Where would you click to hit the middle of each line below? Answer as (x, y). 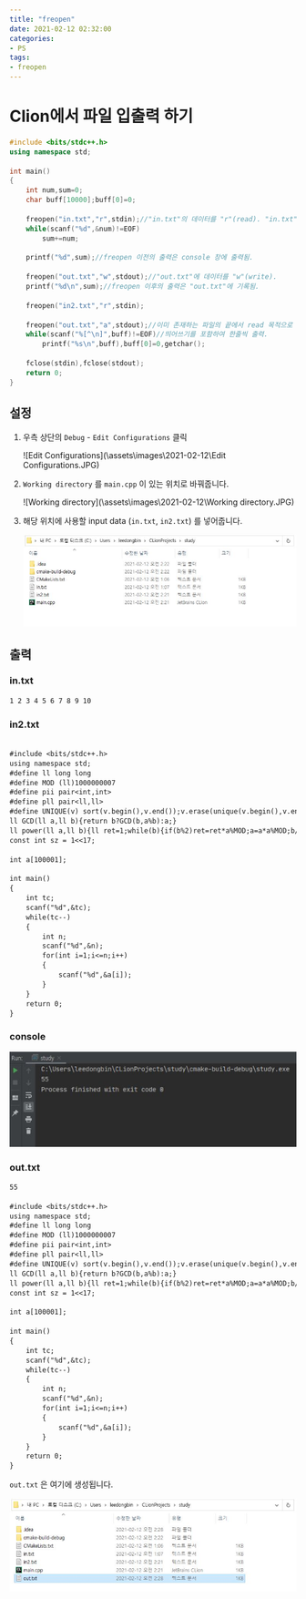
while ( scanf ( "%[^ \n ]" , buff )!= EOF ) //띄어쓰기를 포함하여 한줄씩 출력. (147, 334)
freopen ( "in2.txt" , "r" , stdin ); (85, 305)
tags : (20, 58)
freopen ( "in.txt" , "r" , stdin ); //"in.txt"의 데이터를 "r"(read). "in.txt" (162, 219)
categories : (32, 38)
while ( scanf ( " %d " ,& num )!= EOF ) (83, 229)
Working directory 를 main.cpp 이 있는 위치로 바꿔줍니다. (126, 484)
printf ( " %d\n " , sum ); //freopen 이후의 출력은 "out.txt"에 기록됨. (143, 287)
